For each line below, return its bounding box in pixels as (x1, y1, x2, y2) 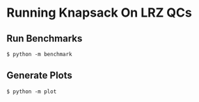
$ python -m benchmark (6, 51, 72, 58)
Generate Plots (6, 69, 72, 81)
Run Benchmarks (6, 33, 83, 44)
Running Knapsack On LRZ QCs (6, 5, 193, 21)
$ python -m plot (6, 88, 57, 95)
